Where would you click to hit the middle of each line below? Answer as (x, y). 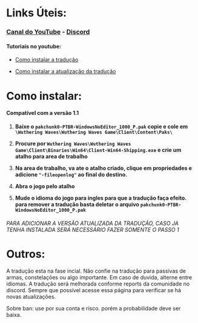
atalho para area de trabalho (51, 156)
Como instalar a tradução (47, 60)
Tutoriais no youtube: (34, 46)
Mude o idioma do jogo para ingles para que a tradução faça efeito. (101, 198)
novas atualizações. (31, 297)
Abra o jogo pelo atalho (45, 186)
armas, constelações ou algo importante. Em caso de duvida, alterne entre (99, 278)
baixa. (14, 315)
